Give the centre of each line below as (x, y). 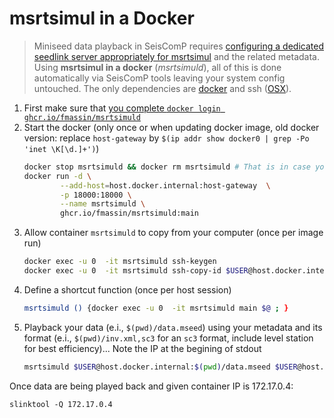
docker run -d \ (57, 176)
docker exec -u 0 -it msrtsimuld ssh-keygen (120, 262)
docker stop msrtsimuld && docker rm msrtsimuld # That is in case (167, 167)
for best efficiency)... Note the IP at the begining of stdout (142, 348)
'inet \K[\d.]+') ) (61, 148)
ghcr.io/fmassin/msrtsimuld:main (129, 213)
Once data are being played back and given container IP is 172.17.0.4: (151, 386)
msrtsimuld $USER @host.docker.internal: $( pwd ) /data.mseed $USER (160, 367)
